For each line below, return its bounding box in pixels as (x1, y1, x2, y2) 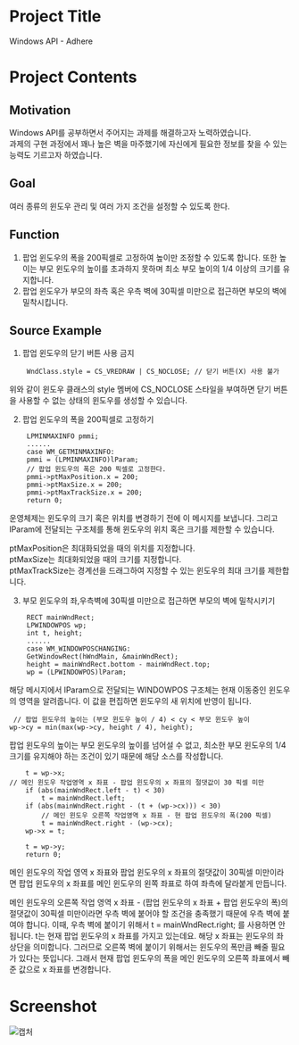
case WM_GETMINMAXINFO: (26, 448, 115, 457)
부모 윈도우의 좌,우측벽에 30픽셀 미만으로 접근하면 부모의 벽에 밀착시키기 (21, 595, 276, 606)
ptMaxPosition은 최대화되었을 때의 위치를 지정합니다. (9, 543, 195, 554)
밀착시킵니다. (21, 296, 69, 307)
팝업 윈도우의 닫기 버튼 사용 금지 (21, 348, 135, 359)
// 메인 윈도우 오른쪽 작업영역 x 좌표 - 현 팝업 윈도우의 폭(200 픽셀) (41, 811, 272, 820)
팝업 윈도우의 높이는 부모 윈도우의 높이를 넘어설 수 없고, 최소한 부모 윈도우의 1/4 (9, 740, 287, 751)
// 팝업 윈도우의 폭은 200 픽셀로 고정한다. (26, 465, 167, 474)
